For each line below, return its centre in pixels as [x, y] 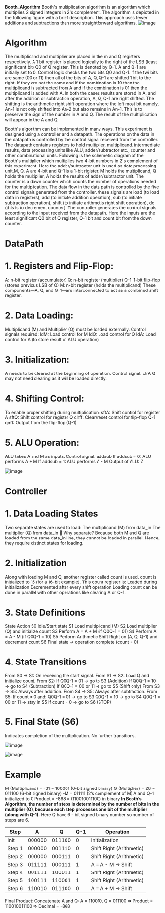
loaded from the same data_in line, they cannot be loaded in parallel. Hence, [82, 538]
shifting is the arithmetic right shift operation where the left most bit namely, [82, 104]
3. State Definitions [45, 613]
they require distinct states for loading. [44, 543]
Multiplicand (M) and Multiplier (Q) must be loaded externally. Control [76, 329]
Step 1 [15, 848]
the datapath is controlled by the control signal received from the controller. [82, 139]
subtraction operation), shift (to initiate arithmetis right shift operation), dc [80, 203]
